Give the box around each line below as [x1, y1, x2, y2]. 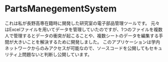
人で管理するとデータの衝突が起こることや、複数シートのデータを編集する [5, 32, 159, 38]
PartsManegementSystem [5, 3, 117, 14]
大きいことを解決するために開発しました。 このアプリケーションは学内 [13, 38, 160, 45]
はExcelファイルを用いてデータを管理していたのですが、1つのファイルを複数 [5, 26, 163, 32]
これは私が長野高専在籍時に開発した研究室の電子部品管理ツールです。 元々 [5, 20, 160, 26]
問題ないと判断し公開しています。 [22, 51, 93, 57]
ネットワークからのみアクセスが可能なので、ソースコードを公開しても [5, 45, 149, 51]
